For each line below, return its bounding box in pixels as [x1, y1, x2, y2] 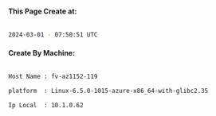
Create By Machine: [8, 48, 76, 57]
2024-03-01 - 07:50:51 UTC [8, 31, 98, 39]
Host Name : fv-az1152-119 [8, 72, 98, 81]
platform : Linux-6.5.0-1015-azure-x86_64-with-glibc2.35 [8, 87, 209, 95]
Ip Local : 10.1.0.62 [8, 102, 84, 110]
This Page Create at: [8, 6, 77, 16]
